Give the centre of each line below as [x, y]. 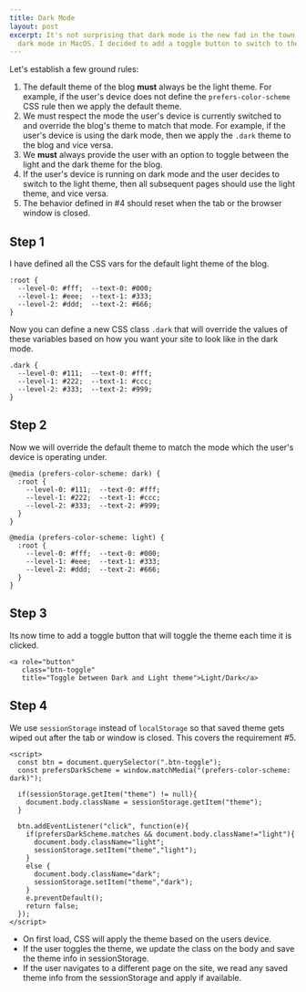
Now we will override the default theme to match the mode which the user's [152, 447]
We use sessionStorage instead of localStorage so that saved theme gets [147, 727]
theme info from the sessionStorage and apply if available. [132, 977]
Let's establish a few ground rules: [74, 69]
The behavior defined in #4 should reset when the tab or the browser [152, 204]
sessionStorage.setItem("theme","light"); [115, 850]
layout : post [34, 26]
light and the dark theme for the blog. [92, 164]
